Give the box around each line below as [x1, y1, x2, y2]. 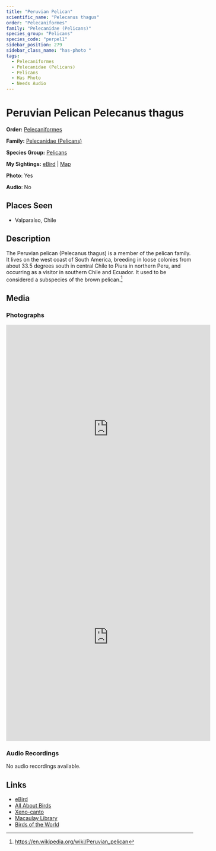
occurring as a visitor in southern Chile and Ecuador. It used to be [6, 268, 167, 275]
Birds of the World [14, 821, 59, 828]
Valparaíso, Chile [14, 216, 56, 224]
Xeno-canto [14, 808, 45, 815]
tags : [6, 53, 20, 59]
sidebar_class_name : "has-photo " [6, 48, 92, 54]
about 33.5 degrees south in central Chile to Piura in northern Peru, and [6, 262, 181, 269]
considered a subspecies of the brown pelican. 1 [6, 275, 123, 283]
